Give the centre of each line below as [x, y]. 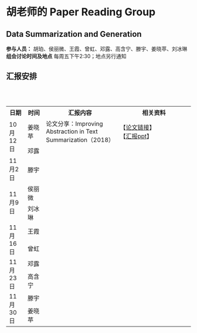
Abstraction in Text [72, 131]
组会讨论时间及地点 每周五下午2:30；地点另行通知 [66, 56]
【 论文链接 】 [137, 127]
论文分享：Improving [75, 124]
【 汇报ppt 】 [136, 136]
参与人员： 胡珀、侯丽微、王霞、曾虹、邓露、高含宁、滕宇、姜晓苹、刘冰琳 [97, 49]
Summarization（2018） [80, 140]
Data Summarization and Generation [74, 34]
